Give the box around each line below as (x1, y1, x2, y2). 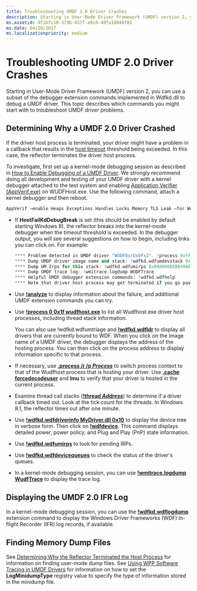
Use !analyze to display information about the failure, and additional (14, 291, 179, 298)
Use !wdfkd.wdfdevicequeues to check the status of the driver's (14, 452, 173, 459)
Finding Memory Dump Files (6, 537, 111, 547)
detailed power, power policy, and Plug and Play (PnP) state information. (14, 429, 189, 436)
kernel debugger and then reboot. (6, 194, 88, 201)
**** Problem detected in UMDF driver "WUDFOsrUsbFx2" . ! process (14, 252, 178, 259)
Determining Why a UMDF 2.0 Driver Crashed (6, 123, 176, 133)
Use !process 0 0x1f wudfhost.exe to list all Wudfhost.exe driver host (14, 308, 184, 315)
